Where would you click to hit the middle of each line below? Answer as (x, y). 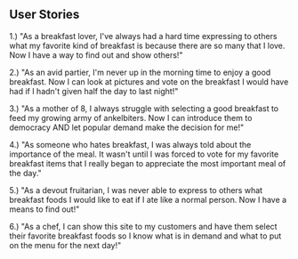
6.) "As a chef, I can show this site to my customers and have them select (143, 226)
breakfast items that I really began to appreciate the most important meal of (148, 163)
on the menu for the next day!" (65, 245)
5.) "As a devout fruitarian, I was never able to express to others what (136, 190)
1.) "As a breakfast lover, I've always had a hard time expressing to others (143, 36)
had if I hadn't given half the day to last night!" (94, 91)
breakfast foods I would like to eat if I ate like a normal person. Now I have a (148, 199)
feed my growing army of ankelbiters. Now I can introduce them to (131, 117)
